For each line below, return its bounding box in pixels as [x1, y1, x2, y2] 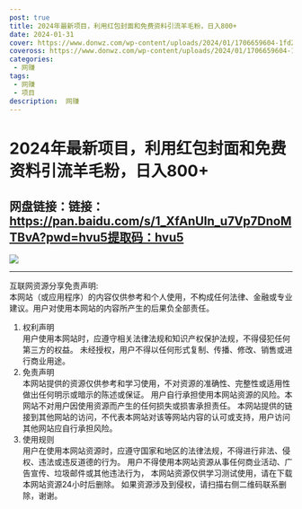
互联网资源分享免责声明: [9, 280, 99, 292]
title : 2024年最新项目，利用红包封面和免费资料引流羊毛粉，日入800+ [9, 22, 237, 31]
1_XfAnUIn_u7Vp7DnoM [155, 213, 292, 229]
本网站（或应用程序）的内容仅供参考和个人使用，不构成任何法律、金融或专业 [9, 292, 293, 303]
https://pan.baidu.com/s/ [9, 213, 155, 229]
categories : [9, 55, 54, 64]
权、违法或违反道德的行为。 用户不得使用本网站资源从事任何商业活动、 [22, 457, 285, 468]
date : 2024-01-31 [9, 30, 75, 39]
